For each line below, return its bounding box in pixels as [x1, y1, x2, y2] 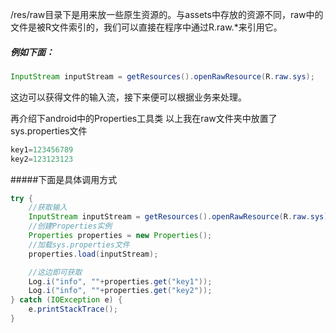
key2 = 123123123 [10, 154, 74, 164]
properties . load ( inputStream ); [28, 249, 159, 259]
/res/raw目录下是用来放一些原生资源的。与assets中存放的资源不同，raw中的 [10, 9, 324, 20]
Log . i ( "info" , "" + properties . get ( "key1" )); [28, 276, 213, 287]
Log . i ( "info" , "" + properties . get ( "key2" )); [28, 286, 213, 296]
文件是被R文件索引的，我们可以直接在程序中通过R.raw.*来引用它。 [10, 21, 283, 33]
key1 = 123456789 [10, 144, 74, 155]
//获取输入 [28, 203, 68, 213]
